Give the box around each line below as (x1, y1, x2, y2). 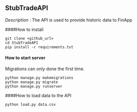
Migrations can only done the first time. (5, 66, 85, 72)
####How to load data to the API (5, 93, 72, 99)
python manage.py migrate (5, 80, 58, 85)
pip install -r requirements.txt (5, 44, 74, 50)
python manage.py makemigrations (5, 76, 74, 81)
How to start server (5, 55, 46, 61)
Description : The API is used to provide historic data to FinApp (5, 17, 133, 23)
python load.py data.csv (5, 102, 56, 107)
